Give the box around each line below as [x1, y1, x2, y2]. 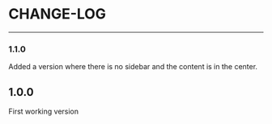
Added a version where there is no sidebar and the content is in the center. [8, 62, 257, 72]
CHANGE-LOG [8, 5, 107, 23]
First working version [8, 106, 79, 117]
